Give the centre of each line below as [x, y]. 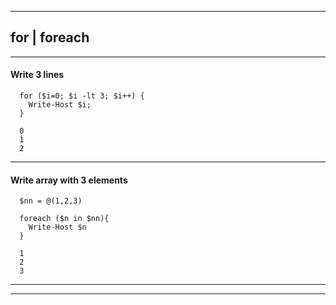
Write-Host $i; [60, 105]
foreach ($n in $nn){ [64, 219]
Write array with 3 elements [69, 180]
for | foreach [50, 37]
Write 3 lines [37, 75]
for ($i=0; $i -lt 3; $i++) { [82, 96]
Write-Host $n [57, 227]
